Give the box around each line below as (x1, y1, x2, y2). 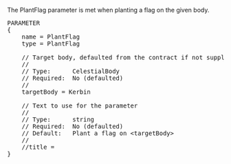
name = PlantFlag (21, 33, 80, 41)
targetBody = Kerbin (21, 88, 91, 96)
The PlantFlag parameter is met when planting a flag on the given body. (7, 6, 210, 14)
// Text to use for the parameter (21, 102, 138, 110)
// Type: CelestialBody (21, 68, 120, 75)
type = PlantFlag (21, 40, 80, 48)
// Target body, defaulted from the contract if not (21, 54, 203, 61)
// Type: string (21, 116, 95, 123)
